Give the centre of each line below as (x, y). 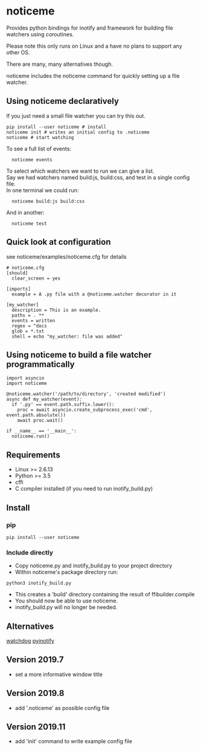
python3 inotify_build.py (39, 583)
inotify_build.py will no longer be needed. (66, 607)
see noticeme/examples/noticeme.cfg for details (66, 256)
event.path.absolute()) (36, 415)
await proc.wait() (40, 421)
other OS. (18, 52)
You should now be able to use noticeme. (66, 601)
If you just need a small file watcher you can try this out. (76, 115)
